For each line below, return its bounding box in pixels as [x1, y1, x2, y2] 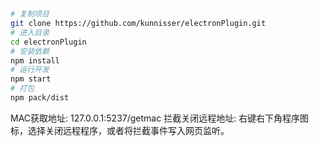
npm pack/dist [10, 93, 70, 103]
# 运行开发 [10, 65, 50, 75]
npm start [10, 74, 52, 84]
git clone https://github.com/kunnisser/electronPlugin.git [10, 19, 267, 29]
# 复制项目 [10, 9, 50, 19]
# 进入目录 [10, 27, 50, 38]
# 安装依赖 [10, 46, 50, 56]
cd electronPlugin [10, 37, 87, 47]
